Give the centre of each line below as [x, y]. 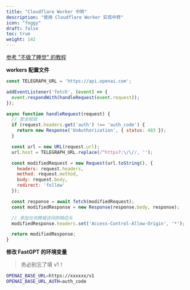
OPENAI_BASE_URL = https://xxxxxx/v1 [50, 276]
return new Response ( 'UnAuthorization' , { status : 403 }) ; [92, 131]
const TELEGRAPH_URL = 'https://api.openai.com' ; [69, 81]
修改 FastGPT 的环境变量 [37, 252]
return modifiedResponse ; [44, 234]
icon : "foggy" [24, 23]
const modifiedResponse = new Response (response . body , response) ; [96, 207]
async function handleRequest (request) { [58, 114]
